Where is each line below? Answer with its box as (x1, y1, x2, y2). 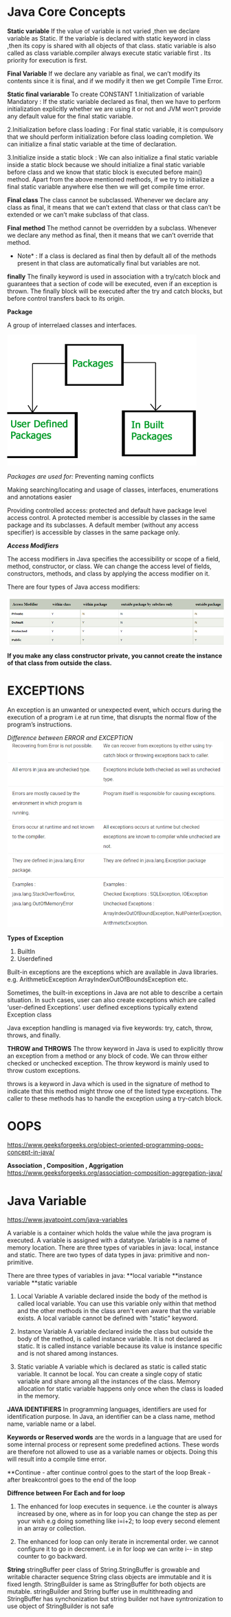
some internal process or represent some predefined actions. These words (7, 1440, 219, 1448)
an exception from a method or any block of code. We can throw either (7, 1052, 208, 1060)
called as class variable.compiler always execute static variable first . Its (7, 49, 211, 57)
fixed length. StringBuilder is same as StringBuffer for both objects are (7, 1580, 206, 1589)
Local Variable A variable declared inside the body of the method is (16, 1292, 208, 1301)
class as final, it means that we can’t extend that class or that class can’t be (7, 203, 221, 211)
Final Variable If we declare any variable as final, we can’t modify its (7, 69, 201, 78)
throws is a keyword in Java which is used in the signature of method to (7, 1079, 210, 1087)
